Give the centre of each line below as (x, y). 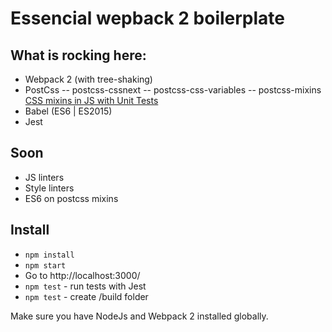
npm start (45, 265)
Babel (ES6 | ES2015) (68, 111)
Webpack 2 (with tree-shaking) (88, 79)
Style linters (49, 188)
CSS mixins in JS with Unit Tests (91, 100)
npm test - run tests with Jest (85, 286)
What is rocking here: (78, 55)
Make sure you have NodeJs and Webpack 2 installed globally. (139, 316)
